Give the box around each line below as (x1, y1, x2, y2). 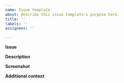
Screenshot (5, 63, 30, 69)
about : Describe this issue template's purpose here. (5, 12, 120, 17)
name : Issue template (5, 7, 50, 12)
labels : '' (5, 21, 28, 26)
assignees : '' (5, 26, 35, 31)
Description (5, 53, 30, 60)
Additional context (5, 73, 45, 79)
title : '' (5, 16, 26, 21)
